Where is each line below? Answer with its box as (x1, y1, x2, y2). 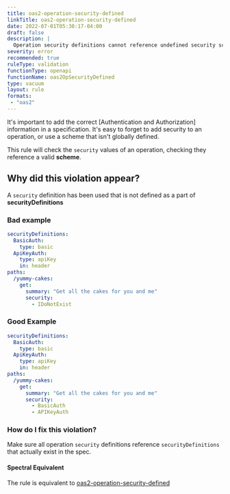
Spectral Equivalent (7, 463, 64, 472)
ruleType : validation (7, 61, 69, 68)
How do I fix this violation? (7, 425, 97, 434)
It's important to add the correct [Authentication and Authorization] (7, 118, 196, 126)
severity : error (7, 49, 53, 55)
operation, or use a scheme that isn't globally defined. (7, 132, 159, 140)
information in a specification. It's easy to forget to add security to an (7, 125, 202, 133)
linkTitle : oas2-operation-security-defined (7, 16, 136, 23)
